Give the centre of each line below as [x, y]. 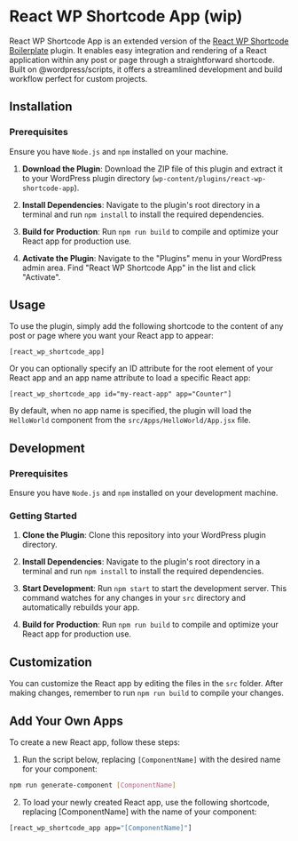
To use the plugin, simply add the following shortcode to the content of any [146, 326]
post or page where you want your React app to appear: [112, 336]
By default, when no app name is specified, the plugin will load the [130, 411]
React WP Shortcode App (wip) [126, 16]
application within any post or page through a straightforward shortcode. [142, 60]
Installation [41, 107]
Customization [51, 662]
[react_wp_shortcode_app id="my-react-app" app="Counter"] [121, 394]
